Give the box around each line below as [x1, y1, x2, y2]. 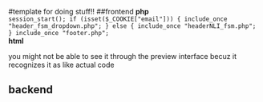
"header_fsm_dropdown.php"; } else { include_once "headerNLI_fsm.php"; [8, 22, 257, 30]
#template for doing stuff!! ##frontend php [8, 7, 150, 16]
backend [8, 83, 54, 96]
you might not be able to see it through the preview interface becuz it [8, 52, 237, 61]
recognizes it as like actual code [8, 60, 115, 69]
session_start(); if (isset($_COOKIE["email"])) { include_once [8, 15, 228, 23]
